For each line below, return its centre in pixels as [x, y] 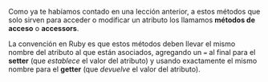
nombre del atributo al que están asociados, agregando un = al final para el [132, 52]
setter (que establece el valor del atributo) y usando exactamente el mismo [133, 61]
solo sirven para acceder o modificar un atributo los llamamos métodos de [132, 20]
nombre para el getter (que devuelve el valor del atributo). [104, 69]
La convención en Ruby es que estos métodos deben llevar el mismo [122, 44]
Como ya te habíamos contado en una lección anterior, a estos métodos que [134, 12]
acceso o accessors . [44, 28]
